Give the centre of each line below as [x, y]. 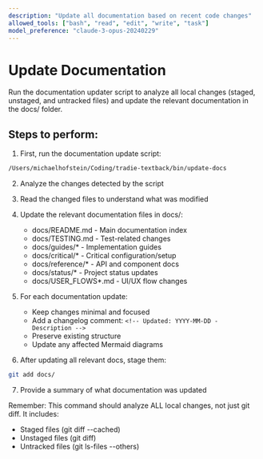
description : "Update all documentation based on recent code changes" [130, 16]
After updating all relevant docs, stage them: [93, 360]
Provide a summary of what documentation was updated [113, 389]
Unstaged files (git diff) [58, 437]
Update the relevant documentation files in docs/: [102, 214]
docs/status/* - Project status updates [95, 272]
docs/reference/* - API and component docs [106, 264]
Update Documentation [87, 70]
